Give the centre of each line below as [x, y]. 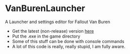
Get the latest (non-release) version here [53, 31]
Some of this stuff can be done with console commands [68, 41]
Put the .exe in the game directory [46, 36]
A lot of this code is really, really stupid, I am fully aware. [69, 46]
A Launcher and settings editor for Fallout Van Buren [58, 22]
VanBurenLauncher [45, 8]
